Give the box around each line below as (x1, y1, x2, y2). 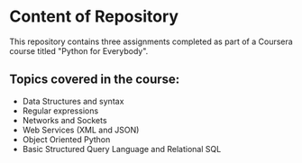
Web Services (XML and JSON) (22, 124, 140, 135)
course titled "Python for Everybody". (9, 45, 149, 56)
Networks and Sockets (22, 114, 107, 125)
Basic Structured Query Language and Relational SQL (22, 143, 222, 154)
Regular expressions (22, 105, 99, 116)
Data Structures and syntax (22, 95, 124, 106)
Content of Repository (9, 6, 178, 27)
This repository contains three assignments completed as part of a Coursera (9, 36, 293, 47)
